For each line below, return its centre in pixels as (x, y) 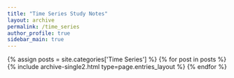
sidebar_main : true (36, 40)
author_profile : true (39, 33)
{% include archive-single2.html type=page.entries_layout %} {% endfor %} (117, 67)
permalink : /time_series (43, 26)
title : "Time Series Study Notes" (58, 14)
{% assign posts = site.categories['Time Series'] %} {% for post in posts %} (117, 59)
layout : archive (31, 20)
